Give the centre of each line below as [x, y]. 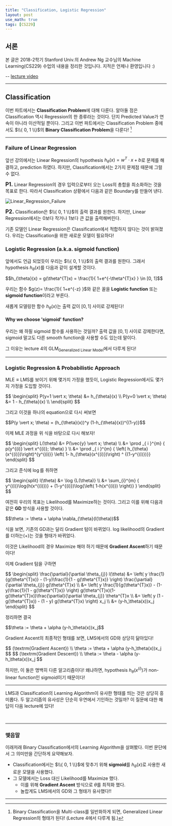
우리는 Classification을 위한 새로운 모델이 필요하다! [63, 236]
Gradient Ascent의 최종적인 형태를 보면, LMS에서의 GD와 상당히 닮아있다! [79, 638]
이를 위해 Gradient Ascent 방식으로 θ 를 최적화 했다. [73, 785]
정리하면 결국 [18, 617]
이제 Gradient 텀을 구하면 [31, 564]
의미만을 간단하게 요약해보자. [45, 754]
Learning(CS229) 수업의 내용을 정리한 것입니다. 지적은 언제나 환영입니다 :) [80, 66]
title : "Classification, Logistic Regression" [56, 10]
